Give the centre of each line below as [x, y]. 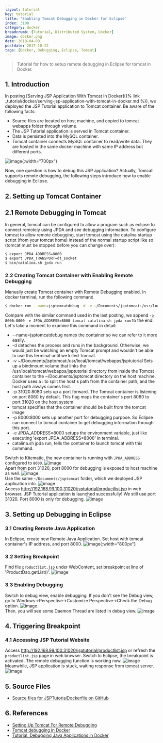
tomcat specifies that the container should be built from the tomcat [79, 407]
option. [12, 606]
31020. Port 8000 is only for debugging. [45, 499]
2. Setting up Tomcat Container [53, 196]
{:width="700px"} [40, 161]
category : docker [23, 28]
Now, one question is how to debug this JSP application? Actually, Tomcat [79, 171]
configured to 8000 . [24, 463]
